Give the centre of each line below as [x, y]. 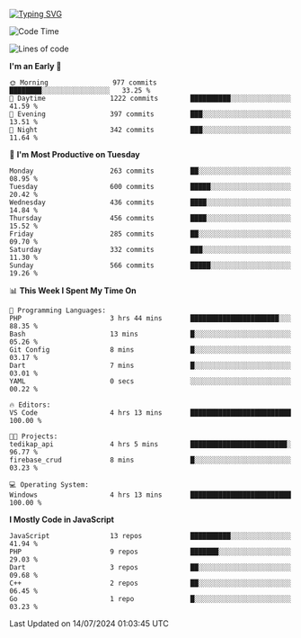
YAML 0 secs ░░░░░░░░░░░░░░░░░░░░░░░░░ [150, 382]
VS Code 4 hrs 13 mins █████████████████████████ [150, 413]
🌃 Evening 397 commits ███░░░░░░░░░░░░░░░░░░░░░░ [150, 114]
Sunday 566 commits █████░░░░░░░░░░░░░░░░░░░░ [150, 265]
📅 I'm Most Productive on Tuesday [75, 154]
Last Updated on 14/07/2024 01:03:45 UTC [89, 624]
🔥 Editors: [30, 405]
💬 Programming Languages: [58, 310]
